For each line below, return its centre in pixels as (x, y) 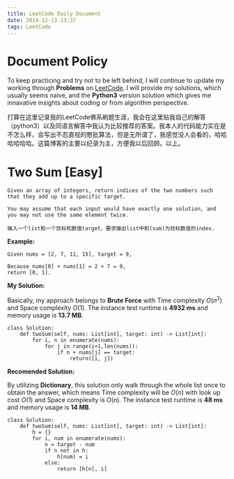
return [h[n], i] (82, 469)
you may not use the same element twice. (68, 215)
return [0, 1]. (29, 273)
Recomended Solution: (41, 371)
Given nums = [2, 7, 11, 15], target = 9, (70, 255)
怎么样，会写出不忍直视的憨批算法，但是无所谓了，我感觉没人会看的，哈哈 (120, 135)
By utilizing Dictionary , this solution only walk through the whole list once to (116, 385)
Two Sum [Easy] (55, 172)
